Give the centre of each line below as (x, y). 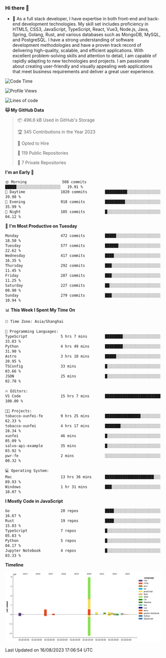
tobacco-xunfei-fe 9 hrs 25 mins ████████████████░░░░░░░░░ (83, 416)
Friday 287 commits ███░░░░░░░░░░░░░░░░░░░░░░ (83, 276)
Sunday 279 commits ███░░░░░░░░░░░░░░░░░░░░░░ (83, 295)
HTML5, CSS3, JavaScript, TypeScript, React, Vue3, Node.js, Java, (81, 29)
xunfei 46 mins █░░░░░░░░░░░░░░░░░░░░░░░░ (83, 436)
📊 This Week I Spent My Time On (40, 310)
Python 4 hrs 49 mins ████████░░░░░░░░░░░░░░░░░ (83, 347)
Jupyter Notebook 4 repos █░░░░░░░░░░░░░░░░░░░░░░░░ (83, 551)
